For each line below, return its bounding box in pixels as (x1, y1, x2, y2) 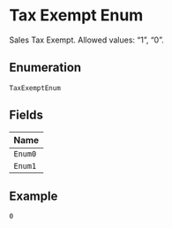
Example (9, 188, 58, 203)
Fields (9, 108, 44, 123)
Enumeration (9, 60, 82, 75)
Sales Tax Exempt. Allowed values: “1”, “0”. (9, 34, 165, 45)
